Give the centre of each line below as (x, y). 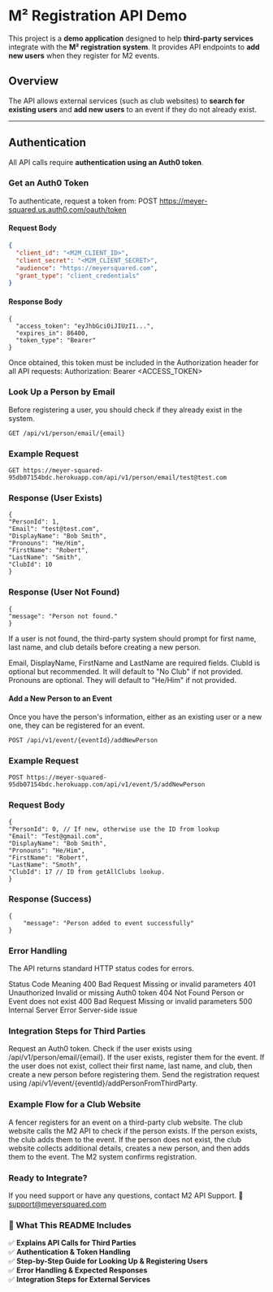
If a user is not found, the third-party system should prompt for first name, (132, 638)
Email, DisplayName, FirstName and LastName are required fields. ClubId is (134, 663)
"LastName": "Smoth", (45, 864)
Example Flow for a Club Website (75, 1104)
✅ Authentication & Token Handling (69, 1252)
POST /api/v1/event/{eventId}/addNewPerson (83, 740)
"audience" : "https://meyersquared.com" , (87, 268)
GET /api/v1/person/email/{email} (67, 433)
